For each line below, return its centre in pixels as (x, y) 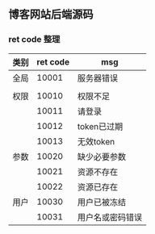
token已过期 (100, 126)
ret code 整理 (34, 40)
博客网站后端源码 (51, 15)
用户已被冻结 (102, 202)
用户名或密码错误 (110, 217)
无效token (96, 141)
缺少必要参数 (102, 157)
